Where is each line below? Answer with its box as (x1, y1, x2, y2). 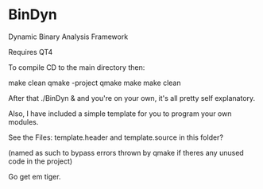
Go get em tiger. (8, 172, 61, 181)
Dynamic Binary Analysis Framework (8, 32, 129, 41)
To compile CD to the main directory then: (8, 62, 145, 72)
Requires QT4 (8, 47, 53, 56)
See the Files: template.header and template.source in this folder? (8, 133, 224, 142)
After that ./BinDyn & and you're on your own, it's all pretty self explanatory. (8, 93, 256, 102)
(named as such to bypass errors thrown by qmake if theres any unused (8, 148, 244, 157)
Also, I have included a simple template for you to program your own (8, 109, 232, 118)
